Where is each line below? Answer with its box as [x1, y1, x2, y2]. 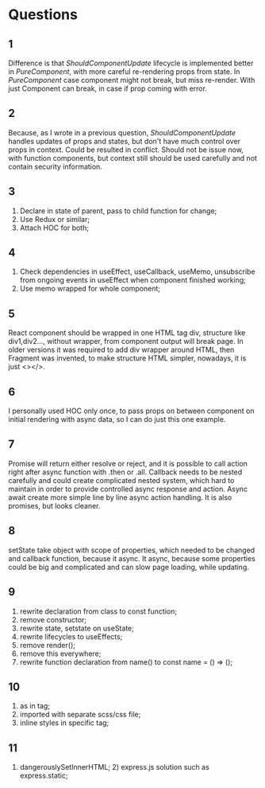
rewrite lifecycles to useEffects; [19, 631, 123, 642]
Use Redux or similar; [19, 214, 90, 224]
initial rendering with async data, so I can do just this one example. [8, 415, 226, 424]
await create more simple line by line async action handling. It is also [8, 492, 232, 502]
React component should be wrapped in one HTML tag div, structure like [8, 328, 246, 337]
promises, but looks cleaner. [8, 501, 101, 510]
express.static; [19, 770, 68, 781]
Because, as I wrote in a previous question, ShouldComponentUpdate [8, 127, 236, 137]
